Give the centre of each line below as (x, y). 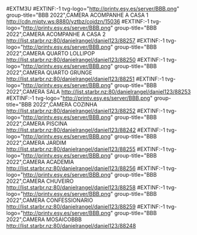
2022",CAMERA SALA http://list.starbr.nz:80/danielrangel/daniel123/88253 (98, 92)
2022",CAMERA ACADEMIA (40, 162)
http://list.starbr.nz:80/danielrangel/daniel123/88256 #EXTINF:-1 (86, 168)
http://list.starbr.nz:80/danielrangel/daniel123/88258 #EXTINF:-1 (86, 188)
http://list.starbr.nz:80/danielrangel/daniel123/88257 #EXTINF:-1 (86, 41)
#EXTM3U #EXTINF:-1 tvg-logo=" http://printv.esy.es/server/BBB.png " (93, 9)
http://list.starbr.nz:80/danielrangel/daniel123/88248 (71, 226)
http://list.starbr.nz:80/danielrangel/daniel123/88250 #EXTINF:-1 (86, 60)
